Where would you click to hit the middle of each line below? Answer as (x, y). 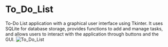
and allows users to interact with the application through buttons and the (82, 34)
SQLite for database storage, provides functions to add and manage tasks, (84, 28)
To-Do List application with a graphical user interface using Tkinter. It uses (84, 23)
